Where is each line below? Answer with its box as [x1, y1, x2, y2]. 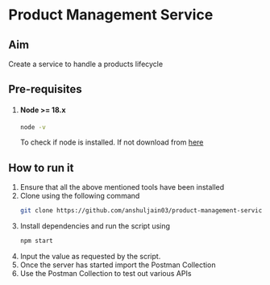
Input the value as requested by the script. [19, 252, 161, 262]
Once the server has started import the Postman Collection [19, 260, 216, 270]
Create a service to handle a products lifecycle [8, 59, 164, 69]
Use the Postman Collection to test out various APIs [19, 269, 192, 279]
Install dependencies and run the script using [19, 221, 171, 231]
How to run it [8, 161, 74, 174]
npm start [19, 237, 54, 245]
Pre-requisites [8, 82, 82, 96]
